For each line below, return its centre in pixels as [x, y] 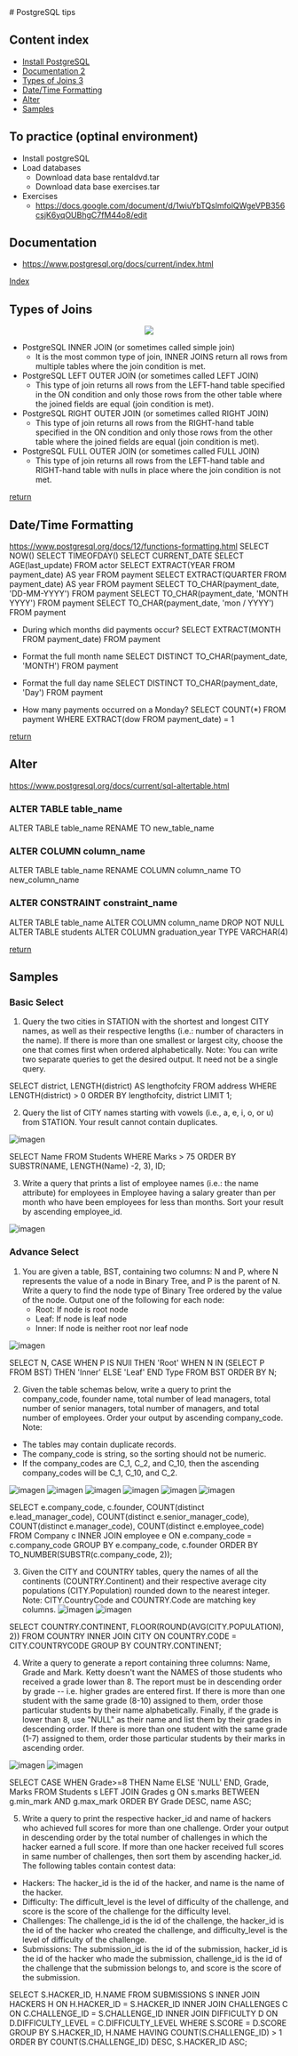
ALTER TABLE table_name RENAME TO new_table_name [112, 828]
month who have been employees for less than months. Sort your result [153, 1202]
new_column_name [44, 880]
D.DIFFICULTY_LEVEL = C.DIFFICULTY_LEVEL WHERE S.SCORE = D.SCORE [148, 2023]
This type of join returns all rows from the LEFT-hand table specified [160, 385]
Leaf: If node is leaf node [81, 1319]
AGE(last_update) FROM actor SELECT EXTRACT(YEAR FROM [122, 566]
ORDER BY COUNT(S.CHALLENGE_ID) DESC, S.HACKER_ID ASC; [129, 2042]
